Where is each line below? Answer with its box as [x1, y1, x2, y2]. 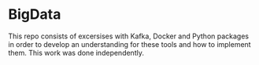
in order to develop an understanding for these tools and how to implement [8, 39, 251, 49]
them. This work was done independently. [8, 48, 144, 57]
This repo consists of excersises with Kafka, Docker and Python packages [8, 31, 250, 41]
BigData [8, 5, 61, 23]
